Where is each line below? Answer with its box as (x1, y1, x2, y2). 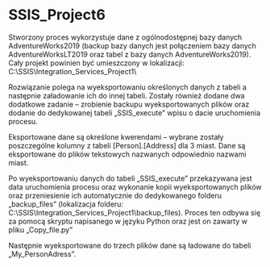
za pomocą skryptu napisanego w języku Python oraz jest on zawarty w (8, 216, 248, 226)
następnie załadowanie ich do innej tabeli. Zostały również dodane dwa (8, 90, 245, 100)
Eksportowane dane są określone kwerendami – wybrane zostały (8, 131, 224, 142)
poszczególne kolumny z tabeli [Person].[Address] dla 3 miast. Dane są (8, 140, 246, 150)
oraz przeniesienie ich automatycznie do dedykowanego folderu (8, 190, 222, 200)
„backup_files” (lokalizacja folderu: (8, 199, 123, 209)
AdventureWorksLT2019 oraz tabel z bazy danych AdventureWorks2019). (8, 49, 251, 59)
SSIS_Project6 (8, 6, 106, 24)
